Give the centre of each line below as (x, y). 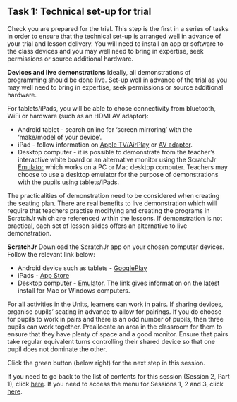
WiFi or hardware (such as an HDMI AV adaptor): (78, 116)
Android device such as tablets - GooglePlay (82, 268)
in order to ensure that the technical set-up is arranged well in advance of (114, 36)
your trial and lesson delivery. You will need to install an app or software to (115, 43)
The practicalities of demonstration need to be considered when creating (114, 195)
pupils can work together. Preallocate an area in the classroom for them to (115, 327)
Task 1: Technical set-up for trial (79, 12)
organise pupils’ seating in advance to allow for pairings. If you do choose (115, 311)
